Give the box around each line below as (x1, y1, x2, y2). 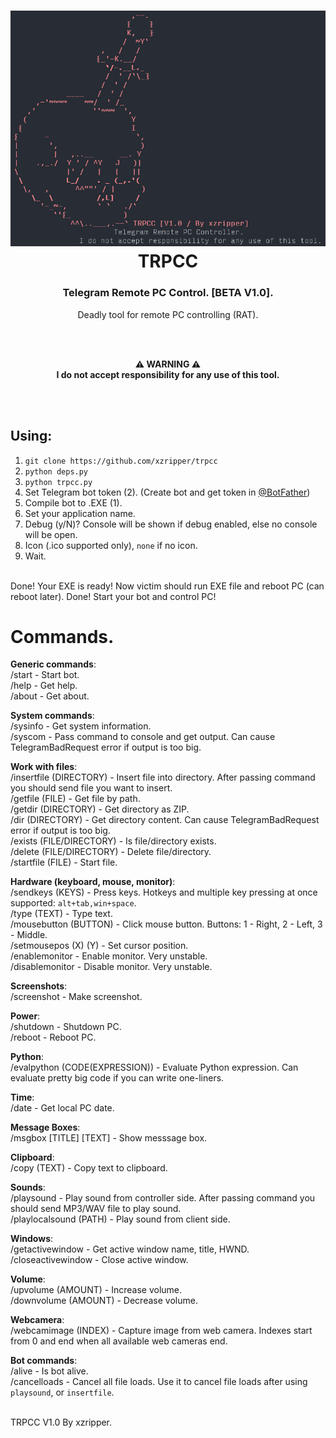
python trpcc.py (24, 477, 93, 487)
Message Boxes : (10, 1121, 81, 1134)
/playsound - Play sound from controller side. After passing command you (10, 1192, 316, 1204)
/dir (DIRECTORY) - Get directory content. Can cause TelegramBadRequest (10, 814, 320, 826)
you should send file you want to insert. (10, 782, 173, 794)
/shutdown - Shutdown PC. (10, 1021, 122, 1033)
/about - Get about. (10, 690, 90, 702)
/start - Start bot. (10, 669, 80, 681)
